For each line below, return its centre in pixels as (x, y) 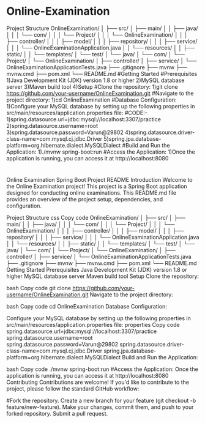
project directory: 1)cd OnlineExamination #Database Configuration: (91, 100)
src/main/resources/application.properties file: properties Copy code (93, 325)
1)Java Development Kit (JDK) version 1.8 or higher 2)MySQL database (95, 80)
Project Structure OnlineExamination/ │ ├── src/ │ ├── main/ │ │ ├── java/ (102, 28)
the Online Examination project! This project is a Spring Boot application (97, 186)
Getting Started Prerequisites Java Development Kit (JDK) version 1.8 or (97, 270)
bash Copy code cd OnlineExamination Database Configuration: (87, 307)
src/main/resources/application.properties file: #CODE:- (77, 113)
